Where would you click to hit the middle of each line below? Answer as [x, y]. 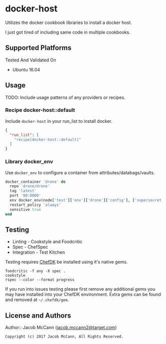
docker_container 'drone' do [35, 182]
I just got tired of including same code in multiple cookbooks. [68, 32]
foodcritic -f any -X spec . [35, 271]
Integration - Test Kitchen [39, 252]
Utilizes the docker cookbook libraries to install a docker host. [69, 22]
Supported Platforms [38, 48]
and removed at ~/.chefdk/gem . [37, 300]
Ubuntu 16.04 [26, 69]
